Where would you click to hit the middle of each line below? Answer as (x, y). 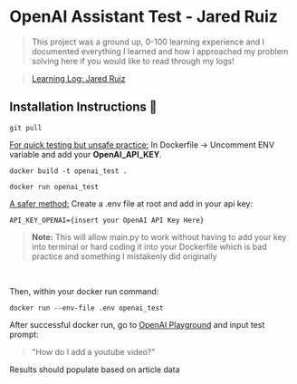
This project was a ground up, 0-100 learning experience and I (148, 42)
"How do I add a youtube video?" (93, 351)
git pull (26, 128)
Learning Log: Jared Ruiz (78, 78)
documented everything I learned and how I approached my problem (160, 51)
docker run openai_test (54, 187)
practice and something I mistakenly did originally (124, 256)
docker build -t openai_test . (68, 171)
